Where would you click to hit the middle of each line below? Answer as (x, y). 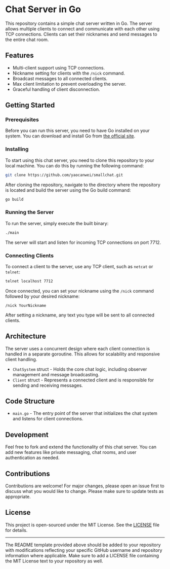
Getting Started (30, 105)
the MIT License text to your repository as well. (54, 561)
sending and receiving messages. (48, 385)
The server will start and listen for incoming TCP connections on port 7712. (83, 242)
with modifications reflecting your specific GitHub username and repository (84, 550)
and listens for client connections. (48, 419)
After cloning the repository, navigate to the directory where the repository (83, 185)
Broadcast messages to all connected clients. (60, 78)
